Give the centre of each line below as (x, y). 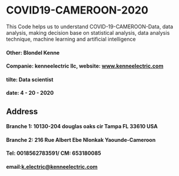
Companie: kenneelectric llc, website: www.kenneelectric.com (85, 66)
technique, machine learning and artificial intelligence (71, 39)
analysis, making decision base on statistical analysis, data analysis (88, 32)
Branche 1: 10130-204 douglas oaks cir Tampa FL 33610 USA (82, 127)
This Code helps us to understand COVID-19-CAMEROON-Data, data (90, 26)
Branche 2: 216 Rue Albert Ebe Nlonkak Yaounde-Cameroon (81, 140)
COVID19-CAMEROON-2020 (77, 10)
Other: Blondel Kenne (33, 52)
